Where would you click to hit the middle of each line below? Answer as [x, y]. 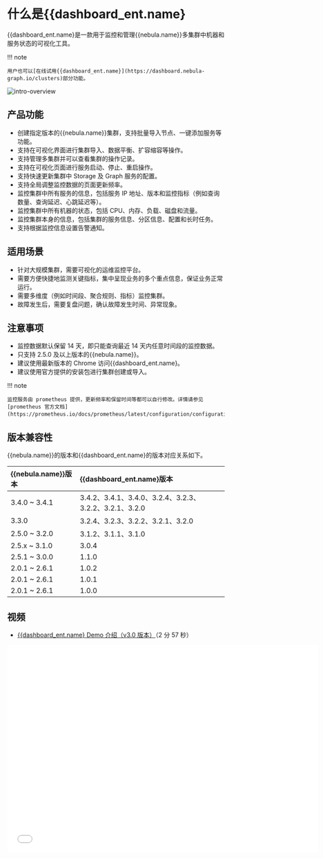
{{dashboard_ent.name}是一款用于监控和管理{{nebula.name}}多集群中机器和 [116, 35]
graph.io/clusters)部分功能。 [48, 78]
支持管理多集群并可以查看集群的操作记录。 [78, 158]
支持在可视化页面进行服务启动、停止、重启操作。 [87, 167]
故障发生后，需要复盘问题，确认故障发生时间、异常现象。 [99, 304]
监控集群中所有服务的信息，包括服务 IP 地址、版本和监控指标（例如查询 [118, 193]
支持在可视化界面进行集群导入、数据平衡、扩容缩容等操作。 [102, 150]
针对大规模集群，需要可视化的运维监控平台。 [81, 270]
